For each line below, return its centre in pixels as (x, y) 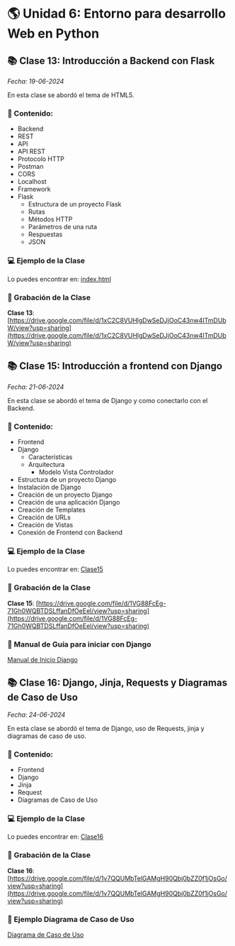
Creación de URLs (44, 517)
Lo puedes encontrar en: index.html (59, 279)
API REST (31, 152)
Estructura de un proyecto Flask (75, 204)
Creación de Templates (52, 510)
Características (50, 457)
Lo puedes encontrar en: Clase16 (56, 837)
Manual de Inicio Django (42, 659)
